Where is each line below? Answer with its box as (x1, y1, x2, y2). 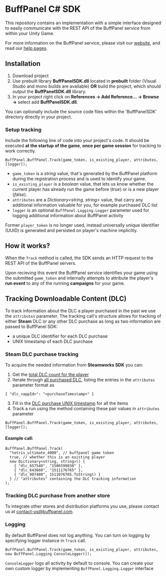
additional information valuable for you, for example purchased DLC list (12, 202, 158, 208)
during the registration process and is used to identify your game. (12, 176, 147, 182)
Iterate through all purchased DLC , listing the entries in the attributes (12, 377, 155, 383)
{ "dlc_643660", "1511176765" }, (14, 468, 83, 473)
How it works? (5, 241, 51, 250)
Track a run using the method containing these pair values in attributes (12, 405, 160, 411)
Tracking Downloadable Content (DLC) (5, 294, 127, 303)
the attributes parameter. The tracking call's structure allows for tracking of (5, 313, 162, 319)
